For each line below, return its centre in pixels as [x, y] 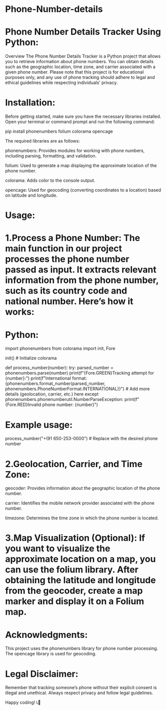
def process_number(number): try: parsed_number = [59, 368]
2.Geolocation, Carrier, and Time [74, 464]
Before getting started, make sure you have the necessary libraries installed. [83, 117]
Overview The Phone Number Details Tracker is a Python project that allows [83, 56]
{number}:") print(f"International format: [46, 378]
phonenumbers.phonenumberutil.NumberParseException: [64, 399]
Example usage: [39, 425]
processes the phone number [67, 259]
